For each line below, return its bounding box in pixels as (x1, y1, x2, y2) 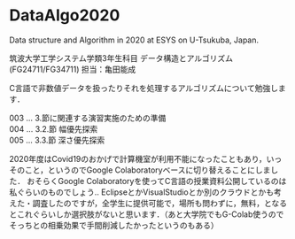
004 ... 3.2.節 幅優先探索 (9, 123, 98, 134)
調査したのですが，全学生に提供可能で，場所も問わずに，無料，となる (32, 197, 288, 208)
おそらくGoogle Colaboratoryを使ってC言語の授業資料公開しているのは (26, 175, 287, 186)
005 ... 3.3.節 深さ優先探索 (9, 135, 105, 145)
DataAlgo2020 (9, 5, 120, 26)
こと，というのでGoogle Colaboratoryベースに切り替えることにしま (24, 165, 271, 175)
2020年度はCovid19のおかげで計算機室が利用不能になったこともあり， (9, 153, 268, 164)
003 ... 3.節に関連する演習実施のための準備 (9, 112, 167, 123)
